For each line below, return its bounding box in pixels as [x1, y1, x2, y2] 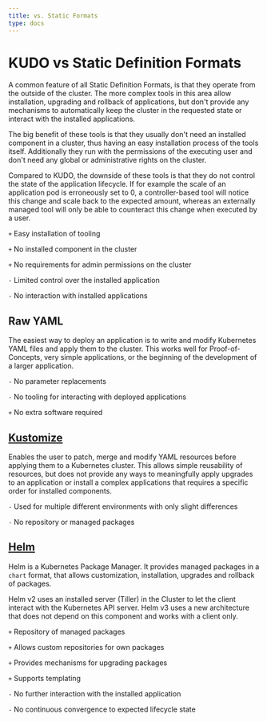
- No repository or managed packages [8, 518, 135, 527]
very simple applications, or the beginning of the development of [43, 353, 257, 362]
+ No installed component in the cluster [8, 244, 137, 254]
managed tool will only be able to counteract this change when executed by [8, 205, 257, 215]
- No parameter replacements [8, 377, 106, 386]
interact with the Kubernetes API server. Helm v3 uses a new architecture [8, 603, 250, 612]
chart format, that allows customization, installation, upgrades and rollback [8, 570, 255, 579]
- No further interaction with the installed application [8, 688, 181, 698]
